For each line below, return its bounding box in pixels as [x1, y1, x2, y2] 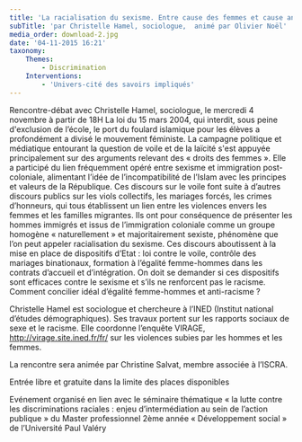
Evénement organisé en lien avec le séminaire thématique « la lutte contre [9, 393, 283, 404]
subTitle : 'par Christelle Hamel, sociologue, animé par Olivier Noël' [9, 22, 288, 31]
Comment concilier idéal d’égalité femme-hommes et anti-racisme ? [9, 286, 261, 296]
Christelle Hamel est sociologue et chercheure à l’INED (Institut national [9, 303, 274, 314]
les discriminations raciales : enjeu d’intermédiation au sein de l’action [9, 403, 268, 414]
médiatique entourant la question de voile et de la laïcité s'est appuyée [9, 143, 271, 154]
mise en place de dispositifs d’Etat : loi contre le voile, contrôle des [9, 248, 257, 259]
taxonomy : [9, 47, 47, 56]
